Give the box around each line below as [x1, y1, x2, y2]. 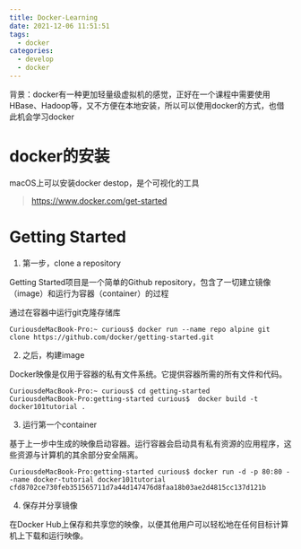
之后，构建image [21, 349, 85, 360]
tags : [9, 30, 30, 39]
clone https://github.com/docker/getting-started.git [9, 333, 215, 342]
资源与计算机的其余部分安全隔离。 [16, 449, 143, 460]
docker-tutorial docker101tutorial [32, 475, 167, 484]
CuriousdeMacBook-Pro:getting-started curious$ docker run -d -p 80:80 [9, 467, 282, 476]
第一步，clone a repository [21, 257, 121, 268]
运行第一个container [21, 419, 98, 430]
